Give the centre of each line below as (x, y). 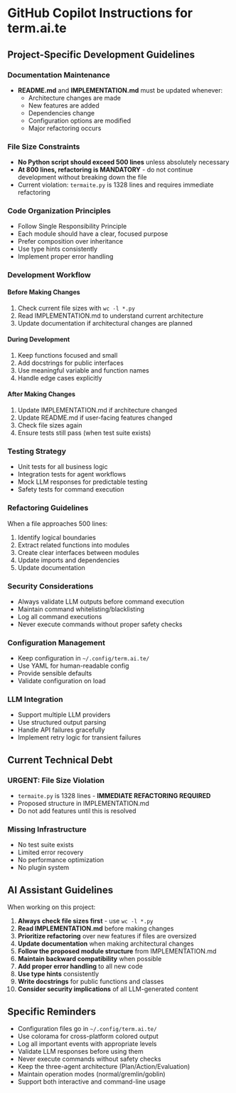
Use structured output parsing (62, 722)
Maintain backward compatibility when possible (90, 959)
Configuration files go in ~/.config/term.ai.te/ (87, 1029)
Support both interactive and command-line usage (91, 1082)
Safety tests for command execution (71, 489)
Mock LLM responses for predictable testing (82, 482)
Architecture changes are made (74, 98)
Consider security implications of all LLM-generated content (108, 989)
